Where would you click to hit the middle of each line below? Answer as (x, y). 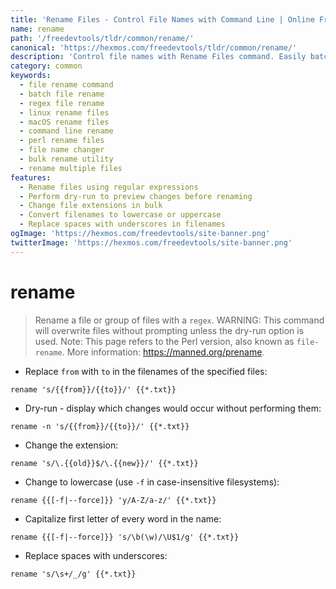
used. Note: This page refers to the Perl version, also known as (164, 341)
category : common (46, 66)
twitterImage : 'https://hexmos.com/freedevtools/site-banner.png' (151, 242)
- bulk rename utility (66, 159)
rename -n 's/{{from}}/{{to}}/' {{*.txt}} (100, 426)
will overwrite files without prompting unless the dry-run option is (169, 330)
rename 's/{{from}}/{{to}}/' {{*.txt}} (93, 389)
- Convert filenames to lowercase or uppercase (120, 215)
